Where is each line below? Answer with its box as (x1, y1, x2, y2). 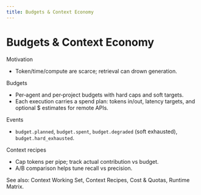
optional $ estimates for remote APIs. (15, 104, 108, 111)
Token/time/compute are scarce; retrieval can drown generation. (15, 67, 178, 75)
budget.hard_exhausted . (15, 134, 75, 141)
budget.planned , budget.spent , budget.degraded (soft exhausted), (15, 128, 178, 135)
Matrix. (6, 183, 24, 190)
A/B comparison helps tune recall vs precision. (15, 164, 133, 172)
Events (6, 116, 24, 123)
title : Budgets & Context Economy (6, 9, 94, 15)
